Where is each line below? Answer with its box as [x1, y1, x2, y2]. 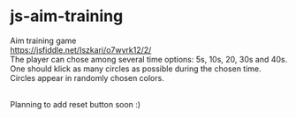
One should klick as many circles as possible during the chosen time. [10, 63, 262, 74]
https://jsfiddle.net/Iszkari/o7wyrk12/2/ [10, 44, 152, 55]
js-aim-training [10, 6, 124, 26]
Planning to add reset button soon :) [10, 99, 140, 109]
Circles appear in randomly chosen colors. [10, 72, 164, 83]
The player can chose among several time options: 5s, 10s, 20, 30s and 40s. [10, 54, 288, 64]
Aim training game [10, 35, 77, 46]
